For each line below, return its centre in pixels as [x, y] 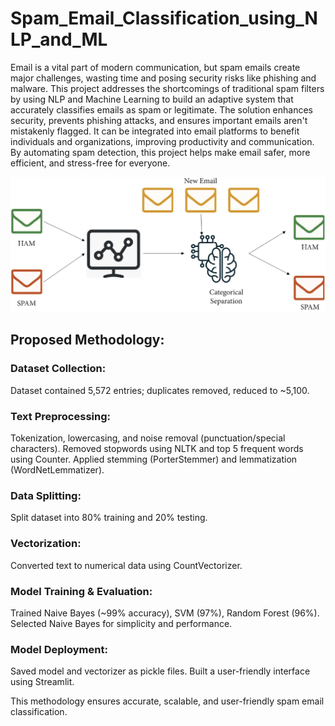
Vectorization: [46, 544]
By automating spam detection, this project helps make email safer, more [160, 152]
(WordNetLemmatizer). [57, 469]
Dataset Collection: [58, 369]
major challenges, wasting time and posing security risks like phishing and [163, 78]
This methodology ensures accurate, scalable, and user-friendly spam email [167, 701]
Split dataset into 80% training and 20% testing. [109, 518]
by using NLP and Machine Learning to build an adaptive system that [152, 99]
